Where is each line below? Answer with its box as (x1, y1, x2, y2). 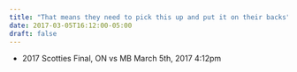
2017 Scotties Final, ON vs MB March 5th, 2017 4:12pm (21, 54, 222, 64)
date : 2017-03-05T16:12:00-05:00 (9, 21, 133, 30)
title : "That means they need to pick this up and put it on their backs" (9, 12, 291, 22)
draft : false (9, 29, 57, 38)
